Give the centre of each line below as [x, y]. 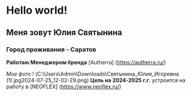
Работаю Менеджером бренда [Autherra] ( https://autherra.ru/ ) [86, 62]
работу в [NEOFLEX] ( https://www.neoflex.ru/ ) [64, 86]
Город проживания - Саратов [51, 49]
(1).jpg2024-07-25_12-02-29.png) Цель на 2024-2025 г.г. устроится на [96, 80]
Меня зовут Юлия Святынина [64, 32]
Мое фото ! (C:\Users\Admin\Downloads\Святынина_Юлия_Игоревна [93, 74]
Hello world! [37, 10]
